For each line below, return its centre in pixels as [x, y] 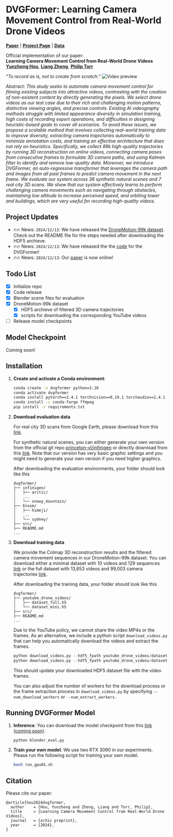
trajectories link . [30, 574]
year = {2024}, [32, 825]
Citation [19, 781]
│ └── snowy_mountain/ [40, 501]
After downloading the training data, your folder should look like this [85, 584]
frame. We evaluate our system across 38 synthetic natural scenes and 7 [83, 179]
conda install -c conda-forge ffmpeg [54, 402]
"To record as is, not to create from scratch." [53, 76]
